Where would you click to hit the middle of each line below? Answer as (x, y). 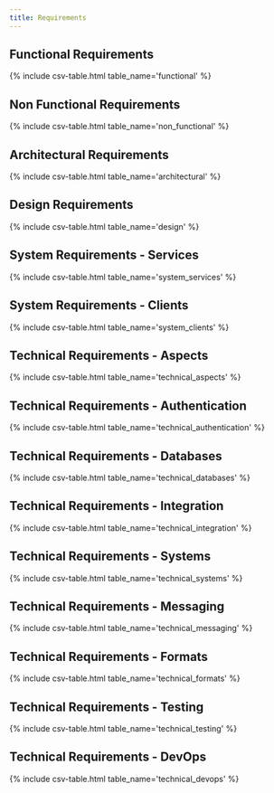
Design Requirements (71, 205)
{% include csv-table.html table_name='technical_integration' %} (131, 528)
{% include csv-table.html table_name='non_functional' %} (119, 127)
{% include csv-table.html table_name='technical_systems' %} (126, 578)
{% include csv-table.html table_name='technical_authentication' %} (137, 428)
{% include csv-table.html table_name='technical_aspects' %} (125, 377)
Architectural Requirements (89, 155)
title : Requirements (48, 18)
